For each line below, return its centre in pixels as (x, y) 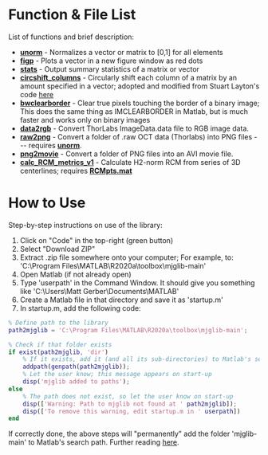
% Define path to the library (59, 323)
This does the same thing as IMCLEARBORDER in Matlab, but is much (134, 111)
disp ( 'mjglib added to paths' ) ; (76, 382)
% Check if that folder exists (60, 344)
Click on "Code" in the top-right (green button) (97, 240)
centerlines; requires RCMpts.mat (76, 171)
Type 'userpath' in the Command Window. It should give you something (137, 282)
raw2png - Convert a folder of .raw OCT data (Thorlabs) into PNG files (136, 136)
